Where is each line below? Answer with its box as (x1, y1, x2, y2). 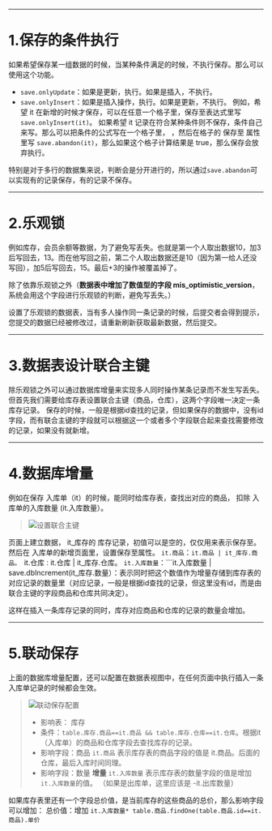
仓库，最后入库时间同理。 (40, 757, 126, 767)
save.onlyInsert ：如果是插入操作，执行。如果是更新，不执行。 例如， (19, 96, 255, 106)
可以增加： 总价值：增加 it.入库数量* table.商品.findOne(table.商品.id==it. (8, 805, 262, 815)
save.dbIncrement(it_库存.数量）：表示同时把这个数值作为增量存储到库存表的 (8, 568, 261, 577)
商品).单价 (8, 816, 40, 824)
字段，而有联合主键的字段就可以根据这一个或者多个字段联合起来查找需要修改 (8, 415, 264, 425)
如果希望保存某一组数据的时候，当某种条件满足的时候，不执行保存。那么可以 (8, 59, 264, 69)
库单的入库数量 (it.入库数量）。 (8, 503, 108, 512)
